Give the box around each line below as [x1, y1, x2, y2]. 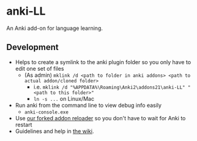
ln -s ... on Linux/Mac [33, 95, 95, 102]
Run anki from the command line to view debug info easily [15, 101, 162, 109]
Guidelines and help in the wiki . [15, 127, 94, 135]
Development [6, 42, 59, 52]
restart [15, 121, 32, 128]
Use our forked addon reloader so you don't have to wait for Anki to [15, 114, 186, 121]
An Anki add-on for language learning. [6, 24, 103, 32]
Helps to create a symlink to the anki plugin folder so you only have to [15, 58, 191, 65]
